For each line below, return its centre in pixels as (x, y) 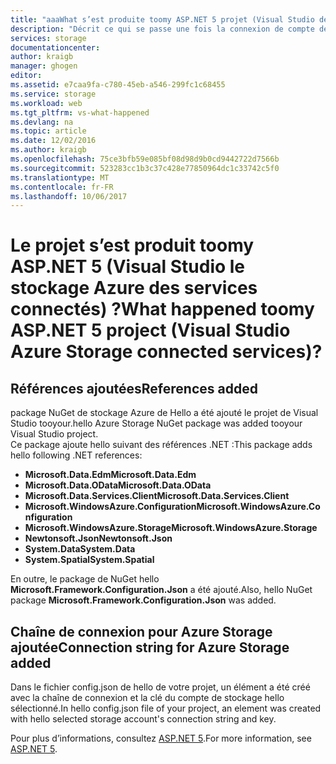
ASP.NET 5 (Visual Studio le (128, 267)
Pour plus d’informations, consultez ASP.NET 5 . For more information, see (161, 738)
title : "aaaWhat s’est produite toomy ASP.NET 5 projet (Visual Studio (162, 19)
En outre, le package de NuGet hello (85, 579)
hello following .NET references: (76, 455)
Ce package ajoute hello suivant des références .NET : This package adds (161, 445)
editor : (26, 76)
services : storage (48, 38)
